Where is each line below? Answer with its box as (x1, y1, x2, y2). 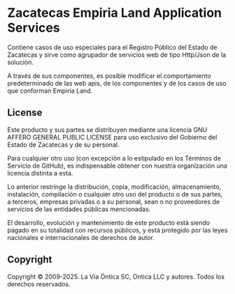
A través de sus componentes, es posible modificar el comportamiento (7, 72, 211, 80)
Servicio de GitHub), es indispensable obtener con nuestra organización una (7, 161, 227, 170)
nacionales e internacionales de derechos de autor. (7, 233, 155, 241)
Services (7, 20, 61, 36)
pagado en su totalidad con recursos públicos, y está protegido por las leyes (7, 226, 228, 234)
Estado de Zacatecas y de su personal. (7, 140, 120, 149)
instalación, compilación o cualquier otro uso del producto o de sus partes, (7, 189, 223, 198)
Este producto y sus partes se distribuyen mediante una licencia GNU (7, 125, 208, 134)
